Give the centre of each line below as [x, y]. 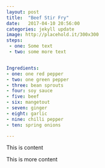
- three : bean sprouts [35, 85]
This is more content [32, 159]
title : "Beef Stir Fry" [38, 18]
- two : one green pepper [38, 79]
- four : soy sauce [29, 91]
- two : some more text [38, 52]
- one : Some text [31, 46]
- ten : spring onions [34, 125]
